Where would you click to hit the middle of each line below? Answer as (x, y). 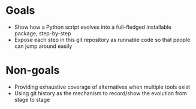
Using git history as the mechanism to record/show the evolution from (100, 93)
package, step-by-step (43, 33)
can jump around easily (43, 46)
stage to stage (32, 99)
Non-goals (33, 70)
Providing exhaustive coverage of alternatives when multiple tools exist (102, 87)
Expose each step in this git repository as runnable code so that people (102, 40)
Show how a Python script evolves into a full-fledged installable (93, 27)
